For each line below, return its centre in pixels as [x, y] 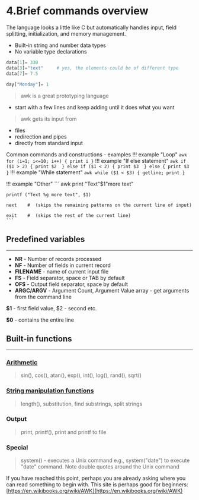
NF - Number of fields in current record [63, 265]
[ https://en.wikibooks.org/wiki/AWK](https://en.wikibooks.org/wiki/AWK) [94, 491]
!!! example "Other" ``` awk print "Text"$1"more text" [70, 184]
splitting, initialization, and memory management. [66, 33]
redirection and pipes [41, 137]
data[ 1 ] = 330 [22, 62]
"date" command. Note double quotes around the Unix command [100, 467]
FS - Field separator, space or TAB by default [70, 278]
